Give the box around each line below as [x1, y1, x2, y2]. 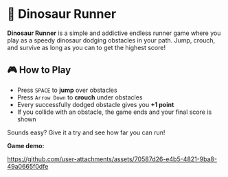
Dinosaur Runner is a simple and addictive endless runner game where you [7, 29, 221, 37]
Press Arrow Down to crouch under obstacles [16, 93, 143, 102]
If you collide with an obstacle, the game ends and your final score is [16, 108, 212, 116]
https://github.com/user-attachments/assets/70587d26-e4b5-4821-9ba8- [7, 154, 218, 163]
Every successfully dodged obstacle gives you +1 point [16, 100, 174, 108]
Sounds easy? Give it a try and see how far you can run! [7, 128, 166, 137]
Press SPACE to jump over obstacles [16, 86, 118, 94]
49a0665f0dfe [7, 162, 49, 170]
